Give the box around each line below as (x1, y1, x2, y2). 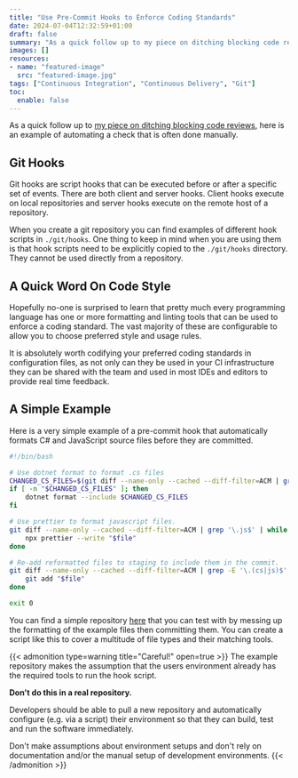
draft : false (9, 29, 58, 38)
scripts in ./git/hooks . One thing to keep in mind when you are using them (9, 234, 282, 245)
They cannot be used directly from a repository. (9, 253, 184, 263)
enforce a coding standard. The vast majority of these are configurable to (9, 321, 278, 332)
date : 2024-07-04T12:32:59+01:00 (9, 21, 133, 30)
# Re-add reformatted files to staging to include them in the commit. (9, 557, 279, 567)
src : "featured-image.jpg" (17, 71, 117, 80)
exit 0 (9, 599, 34, 608)
